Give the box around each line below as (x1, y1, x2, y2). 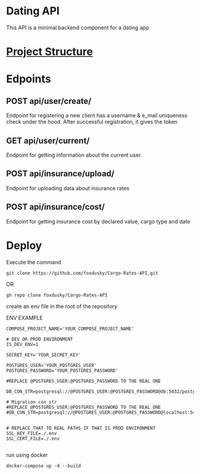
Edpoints (6, 72, 52, 86)
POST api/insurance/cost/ (6, 202, 105, 212)
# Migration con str (6, 399, 58, 405)
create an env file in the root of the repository (6, 302, 118, 310)
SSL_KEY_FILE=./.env (6, 430, 58, 436)
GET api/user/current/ (6, 136, 90, 146)
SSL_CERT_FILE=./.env (6, 435, 60, 442)
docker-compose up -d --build (6, 463, 82, 469)
